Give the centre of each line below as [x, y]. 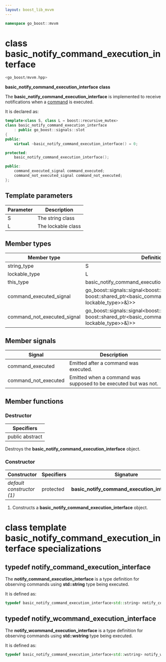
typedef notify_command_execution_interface [78, 567]
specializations [70, 549]
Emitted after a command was [104, 363]
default [16, 483]
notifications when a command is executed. [49, 102]
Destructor [19, 415]
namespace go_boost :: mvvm [32, 23]
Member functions [34, 401]
